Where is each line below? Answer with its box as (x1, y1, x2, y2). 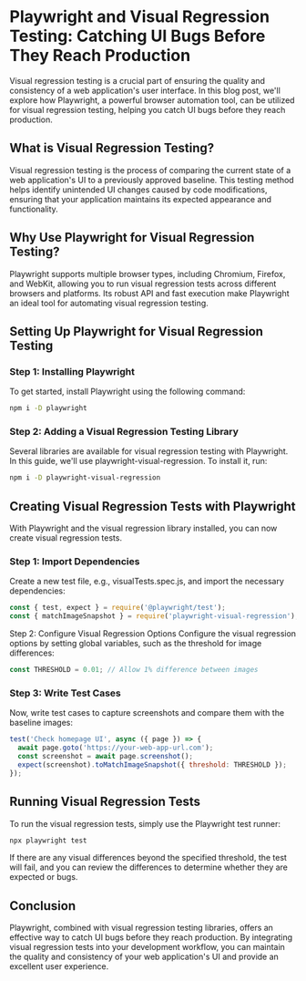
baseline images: (9, 718, 73, 728)
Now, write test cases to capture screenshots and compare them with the (9, 707, 285, 718)
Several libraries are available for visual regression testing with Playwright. (9, 446, 289, 457)
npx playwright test (9, 836, 88, 845)
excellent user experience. (9, 961, 109, 972)
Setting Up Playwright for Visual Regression (9, 324, 264, 339)
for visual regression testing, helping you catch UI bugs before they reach (9, 104, 286, 115)
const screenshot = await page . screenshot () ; (17, 752, 194, 761)
